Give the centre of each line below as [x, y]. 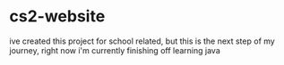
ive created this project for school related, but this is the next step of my [142, 41]
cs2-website [57, 16]
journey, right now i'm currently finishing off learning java [115, 50]
